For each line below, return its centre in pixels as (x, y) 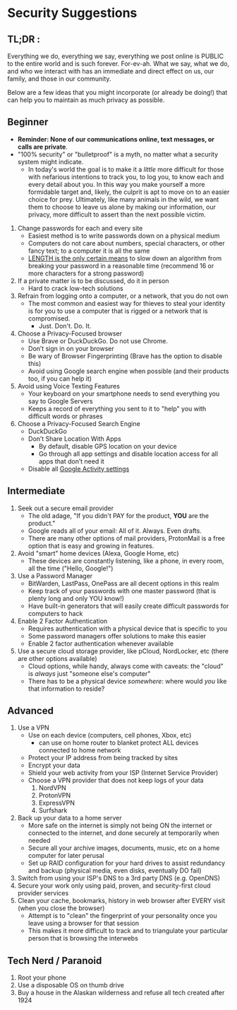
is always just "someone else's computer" (89, 673)
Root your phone (42, 977)
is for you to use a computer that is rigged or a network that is (118, 311)
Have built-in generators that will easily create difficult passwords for (128, 606)
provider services (43, 893)
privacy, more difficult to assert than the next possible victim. (117, 214)
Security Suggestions (72, 13)
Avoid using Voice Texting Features (68, 386)
